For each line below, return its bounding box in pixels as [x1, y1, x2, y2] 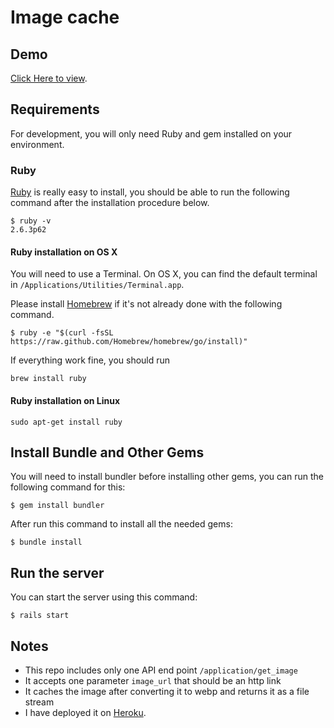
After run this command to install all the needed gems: [10, 518, 233, 530]
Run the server [10, 564, 105, 581]
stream [24, 696, 55, 708]
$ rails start [10, 611, 70, 621]
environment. [10, 138, 65, 150]
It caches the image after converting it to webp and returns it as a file [24, 685, 310, 697]
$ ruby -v [10, 216, 52, 226]
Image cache [10, 6, 120, 29]
